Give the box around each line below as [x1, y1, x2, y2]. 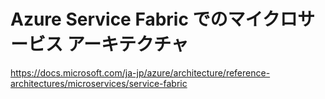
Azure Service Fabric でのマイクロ [10, 8, 298, 31]
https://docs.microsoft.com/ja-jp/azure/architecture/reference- [10, 66, 271, 79]
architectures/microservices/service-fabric [10, 77, 188, 89]
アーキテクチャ [66, 33, 189, 56]
